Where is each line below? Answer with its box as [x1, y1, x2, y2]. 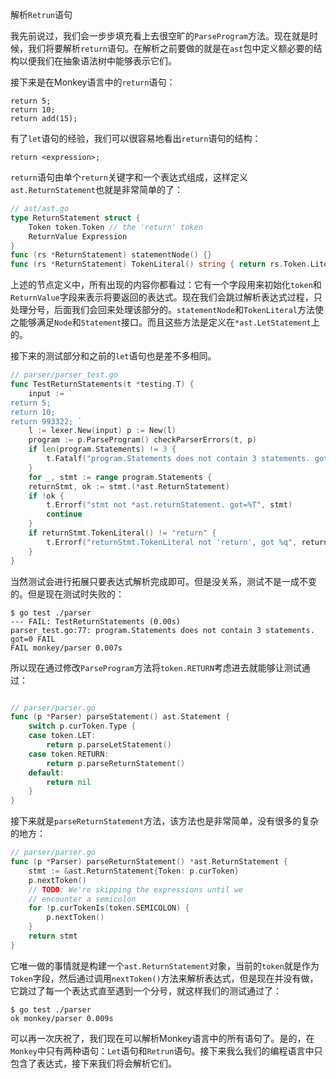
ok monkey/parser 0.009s [10, 1013, 114, 1023]
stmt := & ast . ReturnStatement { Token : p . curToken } [28, 866, 240, 876]
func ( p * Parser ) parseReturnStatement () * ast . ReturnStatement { [10, 857, 288, 867]
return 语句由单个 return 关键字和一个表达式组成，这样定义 [10, 171, 248, 183]
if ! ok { [28, 491, 65, 501]
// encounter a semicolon [28, 894, 137, 904]
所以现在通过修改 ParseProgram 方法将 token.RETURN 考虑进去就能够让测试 [10, 661, 302, 673]
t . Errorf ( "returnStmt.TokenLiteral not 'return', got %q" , [46, 537, 298, 547]
